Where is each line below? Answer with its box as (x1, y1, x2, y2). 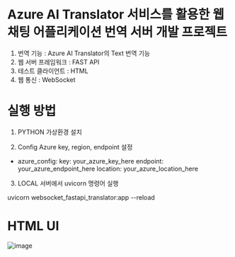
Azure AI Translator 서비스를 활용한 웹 (7, 6, 224, 23)
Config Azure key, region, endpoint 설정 (17, 142, 133, 151)
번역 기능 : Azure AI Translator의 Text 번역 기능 (17, 49, 151, 57)
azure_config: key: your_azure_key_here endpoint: (17, 156, 164, 165)
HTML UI (7, 218, 59, 234)
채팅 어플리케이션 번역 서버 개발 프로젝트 (7, 24, 228, 40)
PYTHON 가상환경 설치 (17, 127, 83, 136)
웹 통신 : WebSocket (17, 75, 76, 84)
